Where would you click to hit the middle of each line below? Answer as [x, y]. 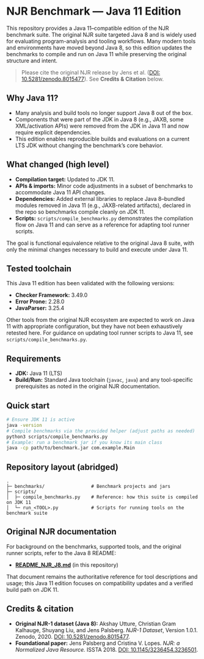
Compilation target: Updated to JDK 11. [65, 179]
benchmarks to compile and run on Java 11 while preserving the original [97, 54]
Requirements [34, 359]
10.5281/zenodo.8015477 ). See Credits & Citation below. [93, 79]
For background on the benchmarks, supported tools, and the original [94, 546]
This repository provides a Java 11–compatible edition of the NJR [88, 28]
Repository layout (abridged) [63, 467]
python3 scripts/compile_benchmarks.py [57, 437]
